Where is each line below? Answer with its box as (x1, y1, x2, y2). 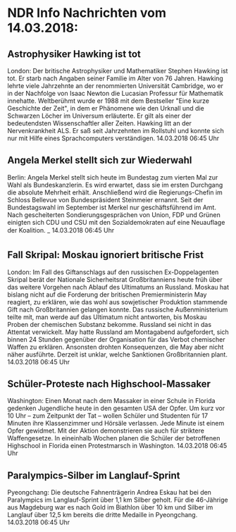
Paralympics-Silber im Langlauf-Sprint (7, 469, 181, 481)
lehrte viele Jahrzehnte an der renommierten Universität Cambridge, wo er (7, 82, 224, 89)
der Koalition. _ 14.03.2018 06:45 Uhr (7, 225, 115, 234)
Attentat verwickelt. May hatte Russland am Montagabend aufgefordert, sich (7, 328, 229, 336)
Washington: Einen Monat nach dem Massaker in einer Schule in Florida (7, 397, 216, 405)
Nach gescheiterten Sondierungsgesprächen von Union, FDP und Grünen (7, 210, 221, 219)
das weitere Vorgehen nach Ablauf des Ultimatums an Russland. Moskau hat (7, 283, 230, 291)
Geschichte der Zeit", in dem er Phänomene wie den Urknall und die (7, 104, 204, 112)
